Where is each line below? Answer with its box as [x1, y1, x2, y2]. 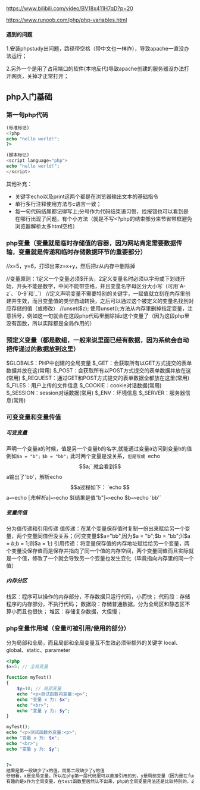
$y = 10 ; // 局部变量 [17, 686, 61, 692]
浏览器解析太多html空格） [14, 222, 79, 230]
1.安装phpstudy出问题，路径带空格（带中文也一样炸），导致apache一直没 [6, 45, 185, 52]
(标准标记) [6, 124, 30, 131]
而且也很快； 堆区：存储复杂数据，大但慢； [16, 608, 123, 615]
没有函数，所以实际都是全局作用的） [6, 320, 95, 327]
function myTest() [6, 675, 52, 681]
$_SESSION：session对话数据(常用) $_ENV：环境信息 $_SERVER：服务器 [6, 389, 186, 397]
